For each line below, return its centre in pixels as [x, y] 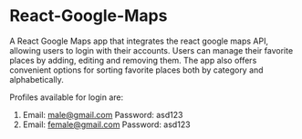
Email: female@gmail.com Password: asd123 [106, 124]
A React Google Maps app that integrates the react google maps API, [139, 41]
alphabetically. [36, 79]
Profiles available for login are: [67, 97]
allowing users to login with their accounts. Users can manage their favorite [151, 50]
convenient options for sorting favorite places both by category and [136, 70]
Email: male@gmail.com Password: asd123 [103, 114]
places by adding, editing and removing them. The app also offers [133, 60]
